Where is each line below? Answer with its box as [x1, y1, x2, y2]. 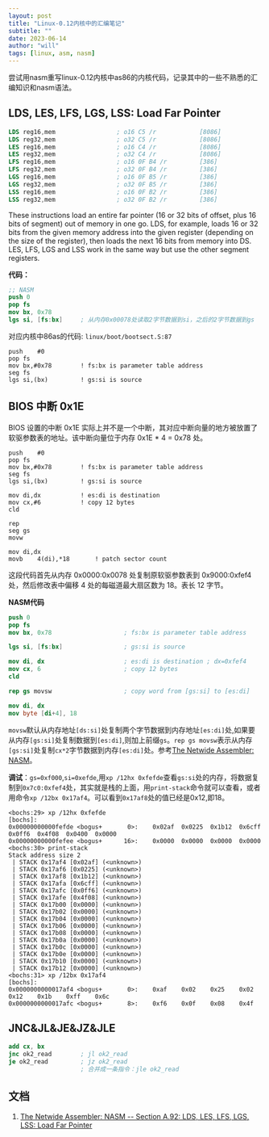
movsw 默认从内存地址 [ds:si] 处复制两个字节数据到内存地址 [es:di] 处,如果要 [8, 724, 256, 735]
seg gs [8, 527, 31, 535]
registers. [8, 253, 40, 262]
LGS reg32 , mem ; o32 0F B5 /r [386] [8, 180, 218, 188]
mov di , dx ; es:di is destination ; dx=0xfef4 [8, 657, 247, 666]
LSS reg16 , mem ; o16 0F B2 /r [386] [8, 187, 218, 196]
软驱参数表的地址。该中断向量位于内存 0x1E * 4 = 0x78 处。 [8, 433, 208, 443]
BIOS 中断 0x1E [8, 400, 85, 413]
